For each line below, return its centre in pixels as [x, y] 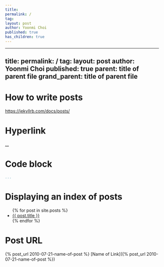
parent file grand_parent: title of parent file [72, 77]
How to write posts [44, 98]
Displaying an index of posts [64, 197]
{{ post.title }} [26, 215]
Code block [29, 164]
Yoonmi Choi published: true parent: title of [72, 69]
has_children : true [25, 37]
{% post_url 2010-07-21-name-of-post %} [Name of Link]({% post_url [75, 254]
